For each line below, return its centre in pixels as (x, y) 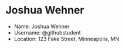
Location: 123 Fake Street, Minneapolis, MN (67, 39)
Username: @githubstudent (47, 32)
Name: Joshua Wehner (42, 26)
